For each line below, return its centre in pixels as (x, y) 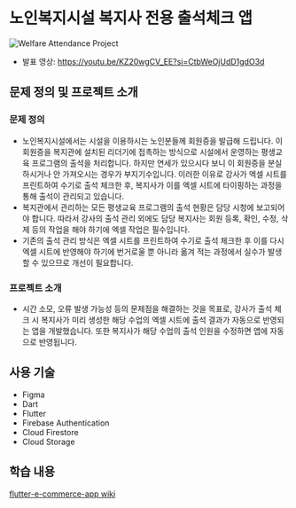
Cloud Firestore (50, 432)
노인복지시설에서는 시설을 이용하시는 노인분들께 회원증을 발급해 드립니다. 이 (152, 141)
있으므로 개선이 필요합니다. (87, 262)
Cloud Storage (48, 442)
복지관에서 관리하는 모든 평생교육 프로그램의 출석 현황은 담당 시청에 (138, 207)
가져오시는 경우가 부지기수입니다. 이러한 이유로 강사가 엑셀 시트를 (175, 174)
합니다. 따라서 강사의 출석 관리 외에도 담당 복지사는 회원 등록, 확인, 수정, (155, 218)
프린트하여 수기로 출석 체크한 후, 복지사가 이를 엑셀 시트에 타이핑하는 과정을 (152, 185)
